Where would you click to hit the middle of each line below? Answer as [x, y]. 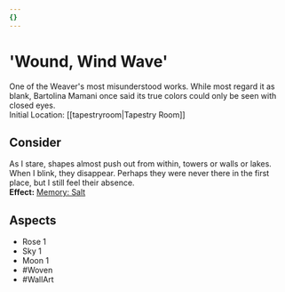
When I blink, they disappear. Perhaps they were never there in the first [139, 174]
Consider [36, 142]
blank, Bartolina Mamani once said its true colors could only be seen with [143, 95]
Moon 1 [36, 261]
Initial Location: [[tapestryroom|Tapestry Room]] [97, 114]
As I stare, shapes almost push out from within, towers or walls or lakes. [141, 164]
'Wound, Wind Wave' [89, 61]
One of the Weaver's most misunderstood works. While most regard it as [142, 86]
